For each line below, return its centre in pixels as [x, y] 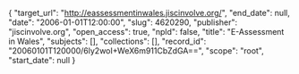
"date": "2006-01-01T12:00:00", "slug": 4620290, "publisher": [123, 22]
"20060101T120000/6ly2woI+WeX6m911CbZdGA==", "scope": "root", [137, 51]
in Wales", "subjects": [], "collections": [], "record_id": [107, 41]
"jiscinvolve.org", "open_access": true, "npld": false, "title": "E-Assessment [146, 32]
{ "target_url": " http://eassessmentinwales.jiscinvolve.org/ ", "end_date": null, [149, 13]
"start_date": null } [42, 60]
